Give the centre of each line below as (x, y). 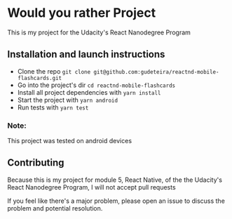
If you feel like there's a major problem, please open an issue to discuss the (116, 201)
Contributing (36, 163)
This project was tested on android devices (69, 141)
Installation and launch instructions (86, 54)
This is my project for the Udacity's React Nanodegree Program (99, 32)
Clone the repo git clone (54, 71)
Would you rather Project (82, 13)
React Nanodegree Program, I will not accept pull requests (92, 187)
